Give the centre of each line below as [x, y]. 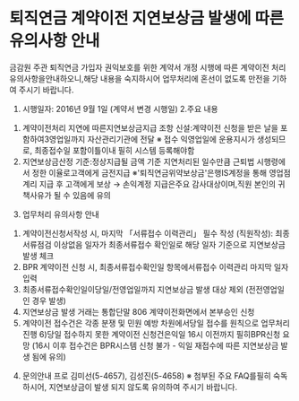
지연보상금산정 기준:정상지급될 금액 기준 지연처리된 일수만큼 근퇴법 [138, 161]
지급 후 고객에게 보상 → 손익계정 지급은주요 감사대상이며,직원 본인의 [157, 184]
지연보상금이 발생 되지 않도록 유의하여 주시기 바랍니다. [143, 387]
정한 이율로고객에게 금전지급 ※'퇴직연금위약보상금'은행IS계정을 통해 [149, 172]
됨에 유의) [49, 356]
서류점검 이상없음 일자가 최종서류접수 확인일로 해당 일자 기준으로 [135, 244]
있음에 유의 [92, 195]
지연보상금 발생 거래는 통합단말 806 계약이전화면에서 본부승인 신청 [138, 311]
